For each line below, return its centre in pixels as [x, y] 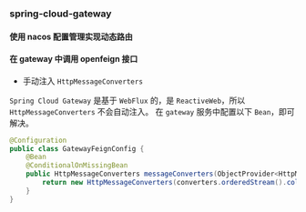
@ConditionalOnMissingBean [77, 166]
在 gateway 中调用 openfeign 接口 [74, 59]
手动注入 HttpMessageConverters [83, 81]
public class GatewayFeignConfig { [77, 148]
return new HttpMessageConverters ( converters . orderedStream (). [164, 183]
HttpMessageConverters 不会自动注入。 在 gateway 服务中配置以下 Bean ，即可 [152, 111]
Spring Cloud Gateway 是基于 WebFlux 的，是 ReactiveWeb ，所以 [127, 100]
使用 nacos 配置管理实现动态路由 [71, 36]
